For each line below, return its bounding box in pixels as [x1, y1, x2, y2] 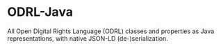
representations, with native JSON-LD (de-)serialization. [7, 34, 168, 42]
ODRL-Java [7, 4, 73, 20]
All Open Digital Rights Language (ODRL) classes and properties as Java [7, 27, 215, 35]
